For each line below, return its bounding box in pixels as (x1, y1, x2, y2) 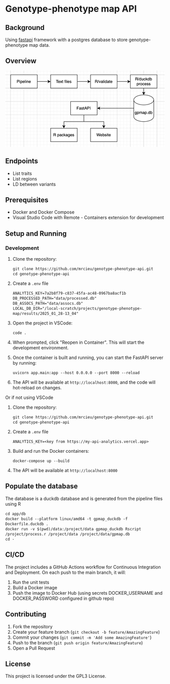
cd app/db (5, 511, 26, 516)
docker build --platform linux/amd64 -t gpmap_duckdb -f (5, 516, 128, 521)
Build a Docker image (12, 584, 57, 591)
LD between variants (12, 181, 56, 187)
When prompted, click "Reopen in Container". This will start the (12, 339, 145, 345)
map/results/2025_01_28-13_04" (12, 311, 79, 316)
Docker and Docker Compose (12, 209, 75, 215)
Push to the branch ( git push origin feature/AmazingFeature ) (12, 639, 143, 645)
